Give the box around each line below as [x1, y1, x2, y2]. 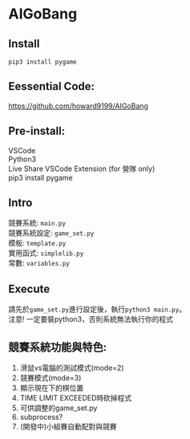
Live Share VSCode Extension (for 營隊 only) [8, 164, 156, 173]
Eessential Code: [8, 79, 95, 93]
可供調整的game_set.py [19, 403, 98, 413]
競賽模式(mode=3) [19, 373, 82, 383]
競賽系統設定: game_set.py [8, 228, 95, 238]
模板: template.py [8, 238, 67, 248]
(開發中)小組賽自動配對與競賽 [19, 422, 118, 432]
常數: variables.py [8, 258, 70, 268]
